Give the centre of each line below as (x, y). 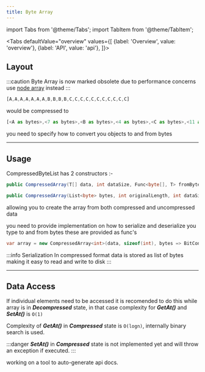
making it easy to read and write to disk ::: (59, 261)
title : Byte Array (30, 12)
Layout (20, 67)
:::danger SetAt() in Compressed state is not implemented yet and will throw (103, 344)
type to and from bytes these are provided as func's (72, 232)
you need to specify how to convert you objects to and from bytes (89, 134)
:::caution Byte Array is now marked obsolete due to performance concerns (101, 82)
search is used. (25, 332)
